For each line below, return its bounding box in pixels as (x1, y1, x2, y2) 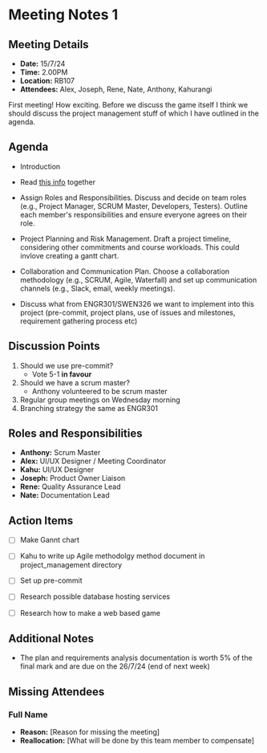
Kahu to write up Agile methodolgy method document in (19, 552, 205, 561)
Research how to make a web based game (19, 608, 160, 617)
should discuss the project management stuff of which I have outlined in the (8, 108, 259, 118)
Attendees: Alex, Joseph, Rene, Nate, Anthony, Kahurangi (19, 84, 212, 94)
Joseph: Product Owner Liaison (19, 474, 126, 483)
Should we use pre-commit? (19, 360, 114, 370)
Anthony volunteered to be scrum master (31, 386, 168, 396)
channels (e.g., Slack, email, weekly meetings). (19, 283, 176, 293)
